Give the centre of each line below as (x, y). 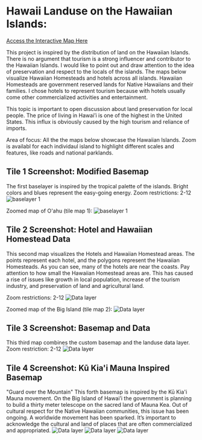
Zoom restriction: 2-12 (34, 349)
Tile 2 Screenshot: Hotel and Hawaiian (79, 230)
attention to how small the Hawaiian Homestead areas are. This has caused (100, 273)
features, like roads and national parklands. (60, 153)
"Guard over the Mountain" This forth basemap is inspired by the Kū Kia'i (97, 392)
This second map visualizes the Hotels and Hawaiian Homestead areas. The (100, 253)
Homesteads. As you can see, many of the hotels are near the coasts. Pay (98, 266)
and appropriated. (29, 430)
